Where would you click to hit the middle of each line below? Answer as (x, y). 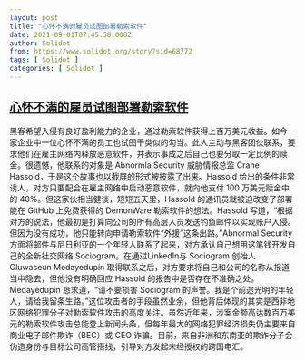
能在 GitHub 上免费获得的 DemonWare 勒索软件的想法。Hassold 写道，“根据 (151, 210)
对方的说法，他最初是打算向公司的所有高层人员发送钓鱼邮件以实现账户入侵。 (152, 221)
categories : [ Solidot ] (56, 69)
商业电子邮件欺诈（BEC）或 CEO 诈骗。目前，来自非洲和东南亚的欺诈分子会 (151, 335)
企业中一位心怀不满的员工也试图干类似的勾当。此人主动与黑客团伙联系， (152, 142)
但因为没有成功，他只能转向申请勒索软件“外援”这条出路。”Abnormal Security (151, 233)
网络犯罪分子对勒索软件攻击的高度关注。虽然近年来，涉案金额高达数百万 (152, 312)
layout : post (34, 18)
